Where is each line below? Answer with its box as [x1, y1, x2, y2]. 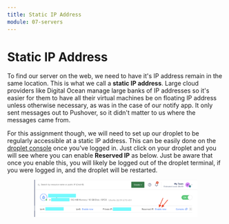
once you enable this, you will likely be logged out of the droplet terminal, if [7, 159, 221, 167]
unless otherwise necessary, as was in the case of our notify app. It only [7, 101, 213, 110]
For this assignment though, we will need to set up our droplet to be [7, 129, 200, 138]
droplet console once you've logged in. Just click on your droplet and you [7, 144, 217, 152]
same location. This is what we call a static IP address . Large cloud [7, 80, 199, 88]
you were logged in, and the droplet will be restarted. [7, 166, 158, 174]
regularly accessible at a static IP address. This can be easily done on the [7, 137, 216, 145]
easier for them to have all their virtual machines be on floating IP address [7, 94, 217, 102]
